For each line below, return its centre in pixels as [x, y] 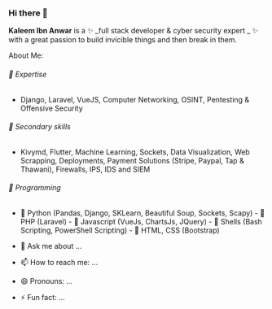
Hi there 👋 [29, 13]
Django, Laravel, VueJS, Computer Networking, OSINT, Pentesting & [135, 99]
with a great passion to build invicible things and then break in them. [123, 40]
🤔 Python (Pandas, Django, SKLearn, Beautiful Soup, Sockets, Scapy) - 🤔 [143, 213]
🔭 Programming [35, 188]
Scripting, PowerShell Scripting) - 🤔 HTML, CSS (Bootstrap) [120, 230]
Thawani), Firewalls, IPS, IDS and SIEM [85, 169]
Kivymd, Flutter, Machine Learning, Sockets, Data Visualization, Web [135, 152]
